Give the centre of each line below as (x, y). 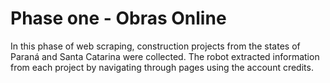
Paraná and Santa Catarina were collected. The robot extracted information (165, 56)
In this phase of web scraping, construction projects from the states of (155, 46)
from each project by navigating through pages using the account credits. (162, 67)
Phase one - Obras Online (118, 18)
